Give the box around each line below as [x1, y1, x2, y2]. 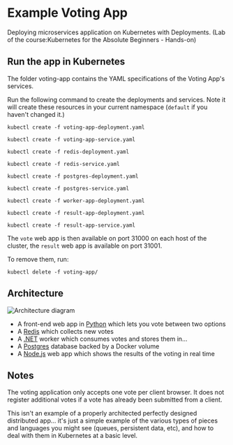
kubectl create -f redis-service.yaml [7, 160, 120, 167]
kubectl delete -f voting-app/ [7, 268, 98, 276]
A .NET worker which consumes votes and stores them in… [17, 334, 188, 343]
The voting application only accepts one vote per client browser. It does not [7, 388, 225, 397]
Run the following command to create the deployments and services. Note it [7, 95, 226, 104]
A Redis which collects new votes [17, 327, 114, 335]
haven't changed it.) [7, 110, 65, 118]
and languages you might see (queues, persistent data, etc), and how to [7, 424, 214, 432]
